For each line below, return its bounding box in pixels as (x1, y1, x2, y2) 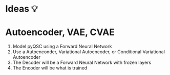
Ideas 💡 (5, 3, 38, 15)
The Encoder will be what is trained (12, 65, 88, 71)
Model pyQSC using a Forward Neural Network (12, 44, 112, 50)
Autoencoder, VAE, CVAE (5, 26, 115, 38)
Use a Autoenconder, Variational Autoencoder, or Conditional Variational (12, 49, 165, 55)
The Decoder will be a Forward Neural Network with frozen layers (12, 59, 152, 66)
